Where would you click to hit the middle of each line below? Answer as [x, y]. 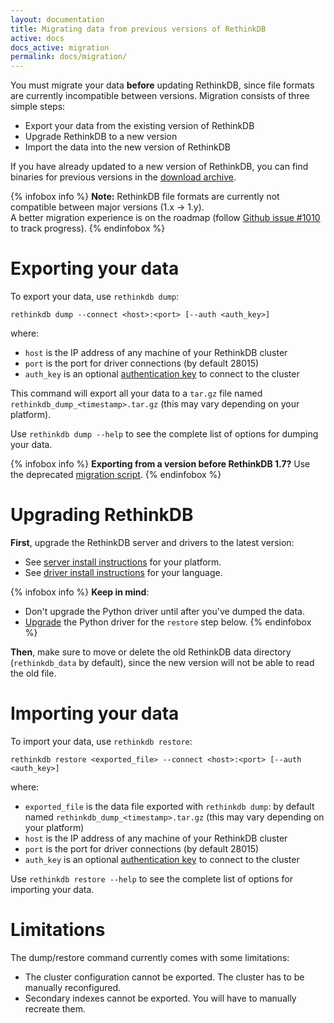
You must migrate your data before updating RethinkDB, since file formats [162, 85]
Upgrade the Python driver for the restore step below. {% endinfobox [168, 622]
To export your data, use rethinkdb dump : [95, 297]
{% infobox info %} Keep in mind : [80, 592]
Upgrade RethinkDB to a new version [101, 137]
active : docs [37, 38]
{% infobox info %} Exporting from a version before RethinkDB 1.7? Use [160, 464]
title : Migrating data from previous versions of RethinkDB [138, 29]
